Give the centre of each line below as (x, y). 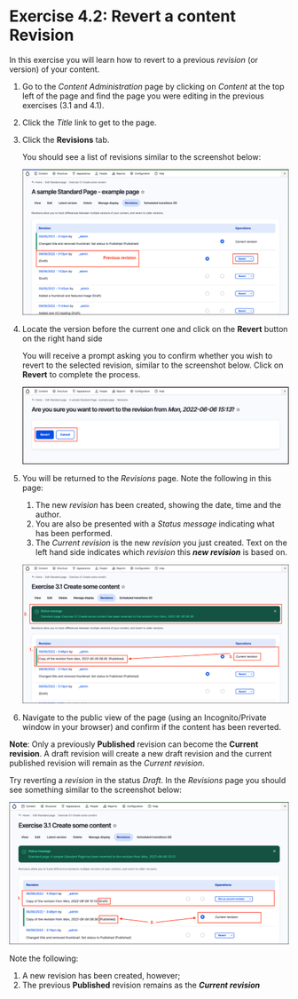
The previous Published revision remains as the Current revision (141, 985)
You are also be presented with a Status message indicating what (155, 523)
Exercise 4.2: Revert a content (123, 16)
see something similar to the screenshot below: (95, 789)
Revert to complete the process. (81, 375)
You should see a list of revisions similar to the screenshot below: (141, 156)
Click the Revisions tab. (66, 139)
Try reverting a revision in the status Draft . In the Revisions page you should (148, 780)
